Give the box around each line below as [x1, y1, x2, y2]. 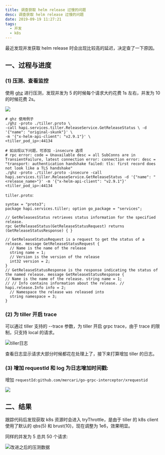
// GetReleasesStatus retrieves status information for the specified [5, 215, 156, 220]
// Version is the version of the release [10, 254, 100, 259]
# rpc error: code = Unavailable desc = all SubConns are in [5, 153, 136, 158]
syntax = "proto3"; [5, 202, 46, 207]
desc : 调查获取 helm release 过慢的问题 [5, 12, 84, 17]
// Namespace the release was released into [10, 289, 104, 294]
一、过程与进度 [5, 61, 52, 70]
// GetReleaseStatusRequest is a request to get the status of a [5, 237, 144, 242]
